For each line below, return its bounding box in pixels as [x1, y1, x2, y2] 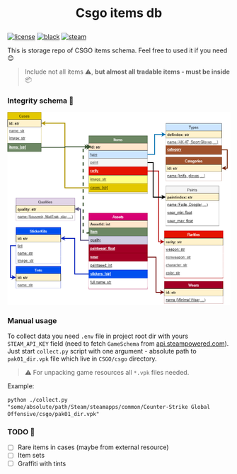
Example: [7, 382, 35, 390]
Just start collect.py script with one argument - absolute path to [7, 347, 197, 356]
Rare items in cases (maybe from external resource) [17, 443, 169, 451]
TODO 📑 [7, 427, 35, 437]
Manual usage [7, 315, 57, 325]
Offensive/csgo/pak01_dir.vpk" [7, 411, 100, 418]
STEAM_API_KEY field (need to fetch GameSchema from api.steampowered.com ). [7, 339, 229, 348]
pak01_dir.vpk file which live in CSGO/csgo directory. [7, 354, 157, 363]
